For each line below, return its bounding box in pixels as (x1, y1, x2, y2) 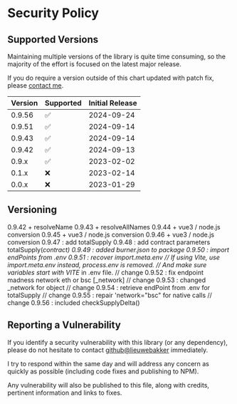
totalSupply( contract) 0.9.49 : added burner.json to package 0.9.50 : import (7, 245, 230, 254)
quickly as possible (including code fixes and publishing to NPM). (7, 367, 199, 375)
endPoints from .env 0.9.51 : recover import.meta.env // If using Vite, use (7, 253, 221, 261)
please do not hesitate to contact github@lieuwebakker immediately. (7, 346, 209, 354)
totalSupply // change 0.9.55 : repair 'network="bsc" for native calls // (7, 291, 212, 299)
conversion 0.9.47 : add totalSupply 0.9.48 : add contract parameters (7, 237, 211, 247)
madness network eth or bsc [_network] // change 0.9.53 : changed (7, 276, 206, 284)
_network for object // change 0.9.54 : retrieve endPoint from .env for (7, 283, 211, 291)
